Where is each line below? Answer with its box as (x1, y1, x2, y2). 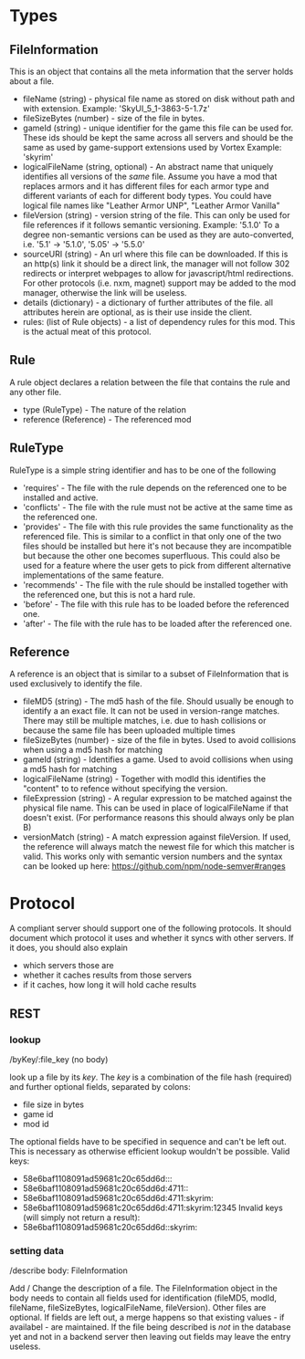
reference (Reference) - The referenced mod (22, 413, 192, 424)
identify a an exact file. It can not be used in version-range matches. (22, 706, 280, 716)
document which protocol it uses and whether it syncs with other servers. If (9, 933, 294, 944)
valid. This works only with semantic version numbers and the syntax (22, 851, 283, 862)
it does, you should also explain (9, 942, 128, 954)
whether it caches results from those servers (22, 969, 192, 981)
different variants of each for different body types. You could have (22, 191, 272, 201)
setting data (9, 1244, 64, 1257)
